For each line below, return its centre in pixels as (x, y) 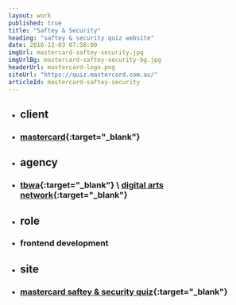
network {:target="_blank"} (74, 195)
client (34, 114)
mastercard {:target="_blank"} (80, 137)
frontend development (64, 243)
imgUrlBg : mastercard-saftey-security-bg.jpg (85, 60)
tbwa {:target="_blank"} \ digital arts (92, 185)
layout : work (30, 15)
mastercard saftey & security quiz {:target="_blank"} (124, 291)
